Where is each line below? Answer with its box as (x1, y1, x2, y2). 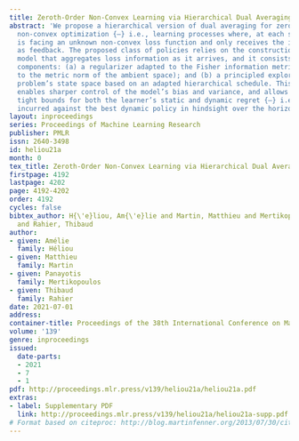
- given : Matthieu (9, 253, 77, 262)
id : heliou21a (9, 145, 62, 154)
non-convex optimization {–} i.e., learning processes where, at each (17, 29, 285, 38)
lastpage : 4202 (9, 179, 66, 188)
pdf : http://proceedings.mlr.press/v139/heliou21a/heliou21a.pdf (9, 385, 256, 394)
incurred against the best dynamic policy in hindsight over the (17, 104, 265, 113)
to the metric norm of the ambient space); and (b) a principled (17, 71, 265, 80)
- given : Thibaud (9, 285, 74, 294)
